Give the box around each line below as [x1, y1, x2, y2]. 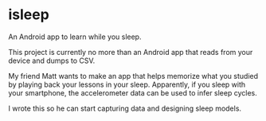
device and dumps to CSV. [8, 56, 96, 65]
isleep [8, 6, 49, 24]
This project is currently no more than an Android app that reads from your [8, 47, 253, 57]
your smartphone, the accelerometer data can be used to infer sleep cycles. [8, 88, 257, 97]
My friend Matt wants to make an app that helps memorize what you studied [8, 71, 259, 80]
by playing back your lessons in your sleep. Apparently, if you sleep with [8, 80, 246, 89]
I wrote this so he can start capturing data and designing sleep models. [8, 103, 241, 113]
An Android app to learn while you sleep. [8, 32, 142, 41]
